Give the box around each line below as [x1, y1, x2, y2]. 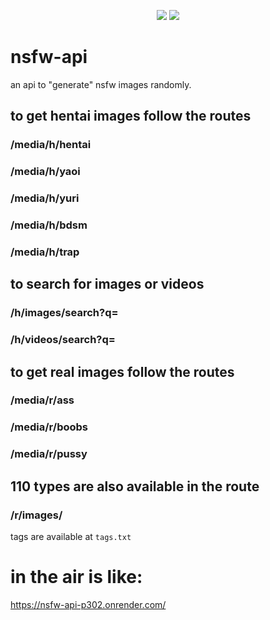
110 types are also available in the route [10, 478, 260, 495]
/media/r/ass [10, 393, 75, 407]
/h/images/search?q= [10, 306, 119, 320]
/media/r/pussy [10, 447, 88, 461]
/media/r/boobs [10, 420, 88, 434]
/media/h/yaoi [10, 165, 81, 179]
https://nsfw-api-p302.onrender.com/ [10, 598, 167, 610]
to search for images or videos [10, 276, 205, 293]
